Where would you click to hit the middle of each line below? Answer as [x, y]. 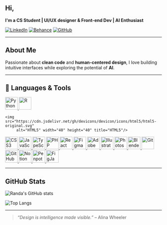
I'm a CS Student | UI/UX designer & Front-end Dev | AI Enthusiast [74, 20]
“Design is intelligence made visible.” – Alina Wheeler [72, 218]
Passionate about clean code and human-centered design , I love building [81, 62]
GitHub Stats [25, 181]
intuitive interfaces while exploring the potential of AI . [60, 67]
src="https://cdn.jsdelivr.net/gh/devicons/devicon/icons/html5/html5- [81, 122]
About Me [21, 50]
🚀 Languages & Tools [38, 88]
